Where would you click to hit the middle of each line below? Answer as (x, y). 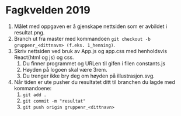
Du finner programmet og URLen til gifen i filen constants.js (94, 63)
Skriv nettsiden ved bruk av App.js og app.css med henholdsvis (90, 51)
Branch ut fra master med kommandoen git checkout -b (82, 38)
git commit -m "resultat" (54, 101)
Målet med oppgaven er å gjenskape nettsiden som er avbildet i (90, 26)
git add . (35, 95)
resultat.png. (29, 32)
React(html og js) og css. (44, 57)
